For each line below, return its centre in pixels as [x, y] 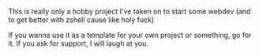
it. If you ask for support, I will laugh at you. [78, 43]
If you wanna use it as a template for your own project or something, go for [130, 35]
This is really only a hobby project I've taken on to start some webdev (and [129, 11]
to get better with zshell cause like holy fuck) [81, 20]
